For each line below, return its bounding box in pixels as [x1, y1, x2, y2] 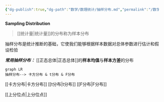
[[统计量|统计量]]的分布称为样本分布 [17, 30, 89, 36]
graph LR [5, 67, 23, 72]
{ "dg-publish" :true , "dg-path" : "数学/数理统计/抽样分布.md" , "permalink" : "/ [5, 7, 153, 12]
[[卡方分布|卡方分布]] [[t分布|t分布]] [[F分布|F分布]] [5, 81, 107, 87]
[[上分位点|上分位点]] [5, 91, 47, 97]
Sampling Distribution [5, 20, 50, 26]
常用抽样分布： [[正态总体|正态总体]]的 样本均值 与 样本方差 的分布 [5, 57, 134, 63]
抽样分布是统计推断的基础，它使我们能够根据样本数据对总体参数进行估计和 [5, 41, 155, 47]
